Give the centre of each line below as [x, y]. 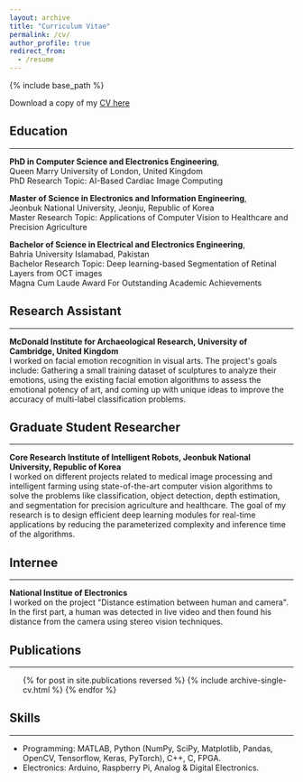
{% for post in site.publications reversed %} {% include [125, 680]
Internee [34, 562]
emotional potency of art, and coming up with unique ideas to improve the [147, 389]
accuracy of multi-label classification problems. [98, 399]
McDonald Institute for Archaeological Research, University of [129, 341]
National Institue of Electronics [69, 593]
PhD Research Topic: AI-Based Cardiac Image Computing [116, 181]
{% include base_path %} [57, 85]
